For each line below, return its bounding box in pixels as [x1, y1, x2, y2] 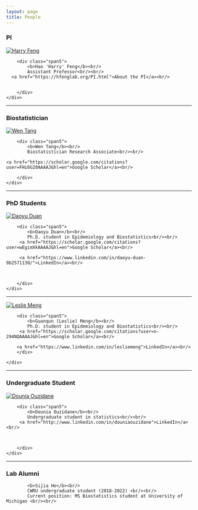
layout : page [6, 8, 38, 15]
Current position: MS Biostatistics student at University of [27, 493, 183, 499]
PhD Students [6, 199, 47, 207]
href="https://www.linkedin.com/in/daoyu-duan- [27, 255, 146, 261]
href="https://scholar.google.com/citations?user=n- [27, 329, 160, 335]
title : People [6, 14, 41, 20]
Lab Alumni [6, 469, 39, 478]
